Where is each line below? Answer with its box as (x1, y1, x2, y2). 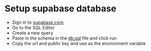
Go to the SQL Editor (12, 24, 55, 30)
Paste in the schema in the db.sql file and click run (12, 35, 117, 41)
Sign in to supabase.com (12, 19, 64, 25)
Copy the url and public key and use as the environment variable (12, 40, 146, 46)
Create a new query (12, 30, 53, 36)
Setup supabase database (5, 3, 117, 14)
